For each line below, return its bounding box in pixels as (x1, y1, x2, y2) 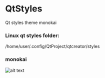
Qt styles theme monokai (5, 19, 56, 25)
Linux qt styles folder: (5, 32, 60, 39)
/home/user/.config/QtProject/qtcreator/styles (5, 43, 100, 49)
